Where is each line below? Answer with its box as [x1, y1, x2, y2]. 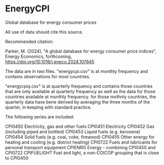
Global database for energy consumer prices [5, 19, 97, 25]
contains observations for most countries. [5, 73, 91, 79]
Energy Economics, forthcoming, [5, 53, 72, 59]
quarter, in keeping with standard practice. [5, 104, 92, 110]
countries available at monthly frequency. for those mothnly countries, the [5, 94, 156, 100]
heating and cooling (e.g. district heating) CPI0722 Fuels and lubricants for [5, 139, 158, 145]
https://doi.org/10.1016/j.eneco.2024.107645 [5, 58, 95, 64]
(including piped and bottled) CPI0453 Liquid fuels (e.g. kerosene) [5, 128, 141, 134]
